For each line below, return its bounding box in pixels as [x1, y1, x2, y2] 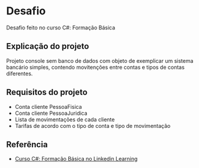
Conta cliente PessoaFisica [14, 103, 82, 110]
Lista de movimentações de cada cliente [14, 115, 115, 123]
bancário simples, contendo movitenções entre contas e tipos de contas [6, 63, 185, 71]
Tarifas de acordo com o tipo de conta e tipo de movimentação [14, 122, 171, 129]
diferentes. [6, 70, 33, 77]
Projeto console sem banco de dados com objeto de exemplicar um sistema [6, 57, 194, 64]
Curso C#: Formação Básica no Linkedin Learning [14, 155, 138, 163]
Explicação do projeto [6, 41, 89, 51]
